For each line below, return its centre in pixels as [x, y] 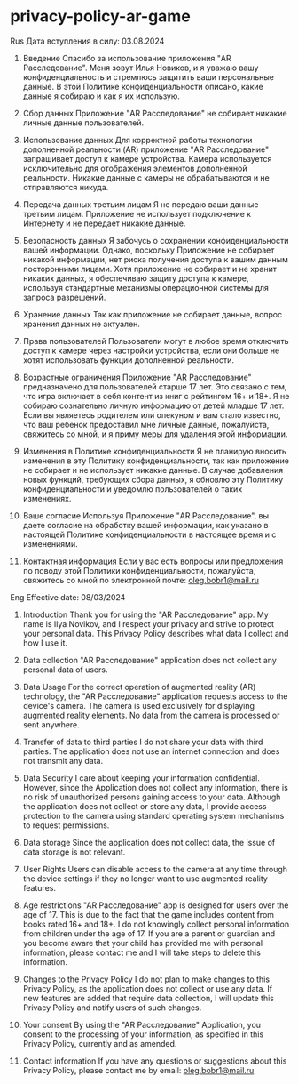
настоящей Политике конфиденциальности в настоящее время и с [149, 534]
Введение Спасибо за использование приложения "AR [127, 58]
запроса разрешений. [64, 297]
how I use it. [45, 643]
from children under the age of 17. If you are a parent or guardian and [149, 933]
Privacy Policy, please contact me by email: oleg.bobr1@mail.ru [138, 1070]
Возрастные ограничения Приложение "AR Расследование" [137, 377]
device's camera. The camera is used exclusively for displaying [139, 705]
